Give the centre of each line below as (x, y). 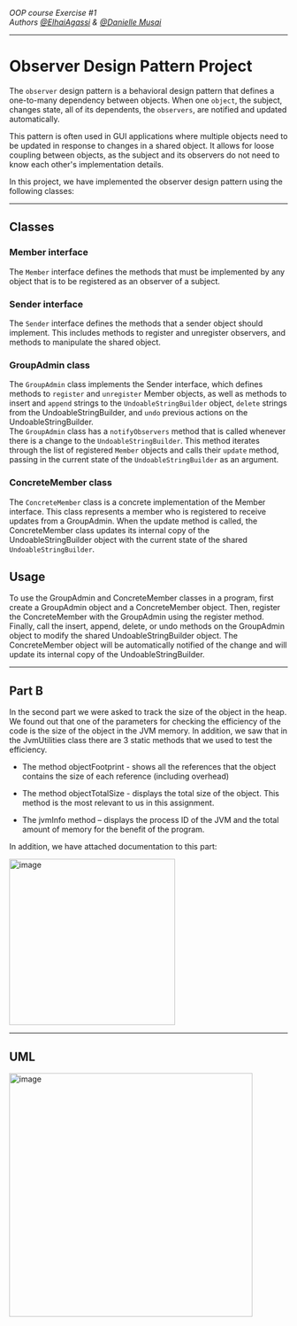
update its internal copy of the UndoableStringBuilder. (107, 655)
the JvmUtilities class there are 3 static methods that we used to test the (141, 741)
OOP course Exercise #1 (53, 13)
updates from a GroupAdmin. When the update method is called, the (133, 521)
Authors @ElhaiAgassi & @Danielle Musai (85, 22)
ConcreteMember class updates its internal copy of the (110, 530)
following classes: (42, 190)
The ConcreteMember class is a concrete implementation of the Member (137, 502)
